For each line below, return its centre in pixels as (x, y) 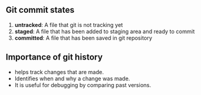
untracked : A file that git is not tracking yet (69, 25)
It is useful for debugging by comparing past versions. (83, 85)
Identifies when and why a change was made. (72, 78)
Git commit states (40, 10)
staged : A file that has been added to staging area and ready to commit (104, 31)
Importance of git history (54, 57)
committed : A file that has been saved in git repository (83, 38)
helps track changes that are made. (59, 72)
